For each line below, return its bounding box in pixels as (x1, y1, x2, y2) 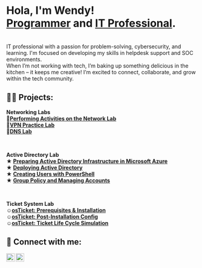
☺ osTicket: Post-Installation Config (6, 212, 99, 220)
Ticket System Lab (6, 200, 54, 207)
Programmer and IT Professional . (6, 16, 176, 30)
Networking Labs (6, 108, 51, 115)
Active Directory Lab (6, 151, 59, 158)
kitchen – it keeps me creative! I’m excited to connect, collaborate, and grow (6, 68, 196, 75)
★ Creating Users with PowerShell (6, 170, 95, 177)
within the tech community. (6, 75, 74, 82)
